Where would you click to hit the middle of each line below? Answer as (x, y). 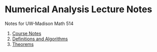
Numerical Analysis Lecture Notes (78, 9)
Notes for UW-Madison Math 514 (39, 23)
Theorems (23, 44)
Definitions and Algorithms (40, 39)
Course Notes (27, 33)
